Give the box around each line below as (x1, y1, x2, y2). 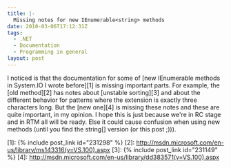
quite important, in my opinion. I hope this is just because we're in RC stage (7, 110, 221, 118)
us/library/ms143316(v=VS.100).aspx (7, 145, 110, 154)
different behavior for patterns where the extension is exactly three (7, 96, 198, 104)
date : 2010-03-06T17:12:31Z (7, 23, 88, 30)
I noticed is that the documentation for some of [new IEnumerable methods (7, 74, 221, 82)
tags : (7, 29, 23, 36)
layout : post (7, 55, 45, 62)
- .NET (13, 36, 32, 43)
